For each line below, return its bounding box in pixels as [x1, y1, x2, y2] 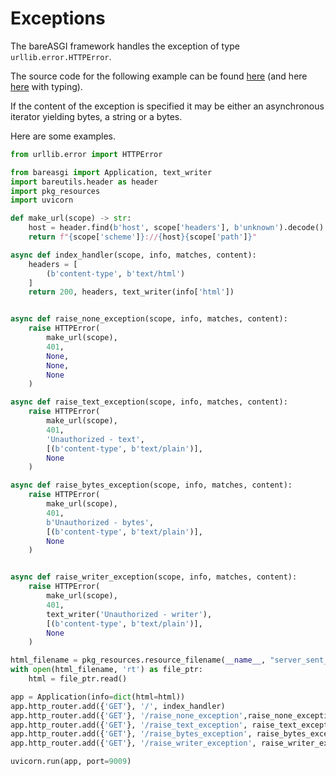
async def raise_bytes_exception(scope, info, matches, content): [10, 480, 293, 491]
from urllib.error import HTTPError [10, 149, 163, 159]
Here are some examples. [10, 130, 117, 142]
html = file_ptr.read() [28, 674, 128, 684]
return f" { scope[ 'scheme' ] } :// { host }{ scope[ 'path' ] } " [28, 232, 257, 242]
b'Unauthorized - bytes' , [46, 517, 155, 527]
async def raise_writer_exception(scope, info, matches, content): [10, 572, 298, 582]
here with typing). [10, 80, 83, 92]
